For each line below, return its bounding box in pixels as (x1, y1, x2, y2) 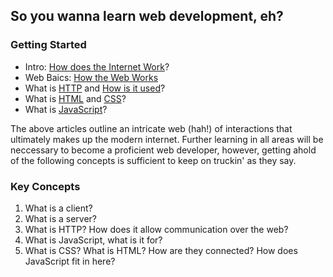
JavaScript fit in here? (24, 255, 116, 267)
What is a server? (24, 212, 97, 224)
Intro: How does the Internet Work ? (24, 60, 170, 73)
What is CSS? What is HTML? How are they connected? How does (24, 244, 298, 256)
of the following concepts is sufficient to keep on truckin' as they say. (10, 154, 297, 166)
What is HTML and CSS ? (24, 92, 127, 104)
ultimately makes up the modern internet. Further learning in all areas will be (10, 133, 324, 145)
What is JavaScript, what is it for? (24, 234, 163, 246)
